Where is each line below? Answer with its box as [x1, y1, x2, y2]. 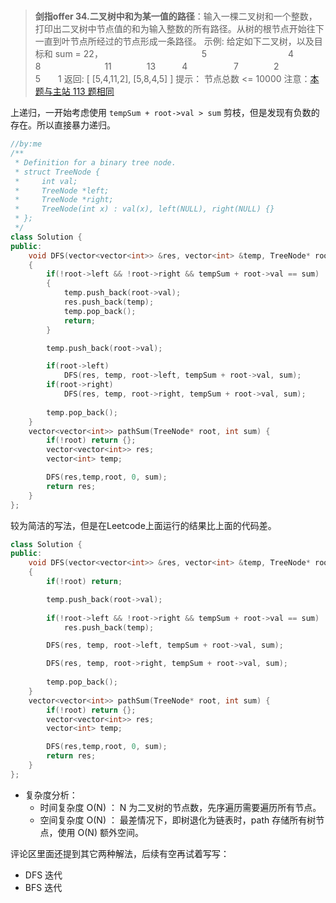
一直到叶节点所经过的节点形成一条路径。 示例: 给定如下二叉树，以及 [34, 35, 315, 48]
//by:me [10, 139, 43, 149]
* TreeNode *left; [14, 185, 110, 196]
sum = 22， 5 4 [54, 48, 295, 60]
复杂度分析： [24, 789, 78, 801]
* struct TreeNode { [14, 167, 101, 177]
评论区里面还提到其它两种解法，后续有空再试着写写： [10, 847, 230, 859]
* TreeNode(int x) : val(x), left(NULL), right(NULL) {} [14, 204, 275, 214]
